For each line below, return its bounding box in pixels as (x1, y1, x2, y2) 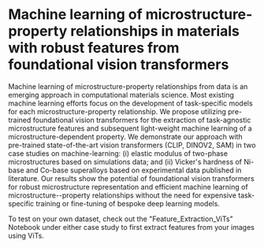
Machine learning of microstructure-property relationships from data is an (8, 81, 248, 91)
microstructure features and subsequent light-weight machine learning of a (8, 124, 252, 133)
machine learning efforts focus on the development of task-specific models (8, 98, 254, 108)
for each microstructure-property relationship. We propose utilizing (8, 106, 227, 116)
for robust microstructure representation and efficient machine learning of (8, 182, 248, 191)
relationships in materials (70, 22, 240, 40)
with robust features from (8, 39, 180, 57)
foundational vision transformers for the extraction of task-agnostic (32, 115, 251, 124)
